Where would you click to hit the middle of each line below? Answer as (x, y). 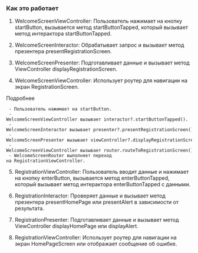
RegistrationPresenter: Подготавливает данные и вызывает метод (97, 220)
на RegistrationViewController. (46, 161)
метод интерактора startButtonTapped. (63, 34)
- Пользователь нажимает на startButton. (60, 109)
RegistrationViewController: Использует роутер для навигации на (95, 238)
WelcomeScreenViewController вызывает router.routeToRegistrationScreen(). (101, 151)
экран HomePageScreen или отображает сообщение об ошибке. (96, 244)
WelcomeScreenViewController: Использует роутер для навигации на (101, 80)
